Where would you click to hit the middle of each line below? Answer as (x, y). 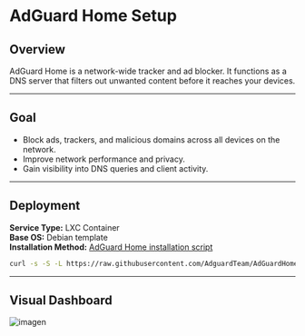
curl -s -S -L (36, 263)
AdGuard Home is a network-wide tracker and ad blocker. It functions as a (148, 71)
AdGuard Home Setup (93, 16)
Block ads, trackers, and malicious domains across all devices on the (151, 139)
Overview (38, 49)
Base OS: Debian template (59, 237)
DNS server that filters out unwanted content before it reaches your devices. (152, 81)
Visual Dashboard (61, 300)
